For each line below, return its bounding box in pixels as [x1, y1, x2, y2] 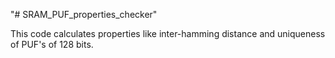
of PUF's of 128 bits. [10, 39, 94, 50]
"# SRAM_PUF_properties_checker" [10, 9, 158, 20]
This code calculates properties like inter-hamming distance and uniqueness [10, 28, 326, 39]
